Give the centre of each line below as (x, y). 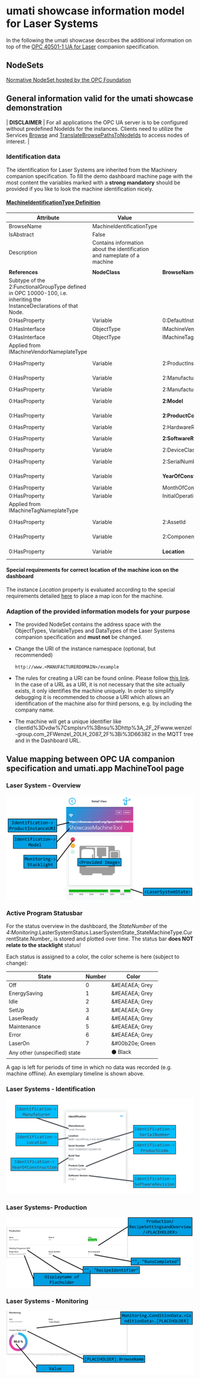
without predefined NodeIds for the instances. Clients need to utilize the (94, 128)
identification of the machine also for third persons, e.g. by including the (103, 704)
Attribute (48, 217)
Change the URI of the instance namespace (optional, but (85, 649)
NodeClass (106, 272)
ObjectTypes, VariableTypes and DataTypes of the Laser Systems (95, 631)
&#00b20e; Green (133, 1043)
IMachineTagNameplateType (43, 511)
